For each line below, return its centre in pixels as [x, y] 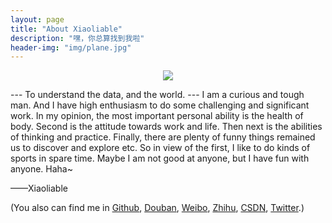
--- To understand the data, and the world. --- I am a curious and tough [157, 95]
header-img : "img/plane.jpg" [71, 47]
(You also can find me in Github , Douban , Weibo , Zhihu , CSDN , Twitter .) [157, 208]
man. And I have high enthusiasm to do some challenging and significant [160, 105]
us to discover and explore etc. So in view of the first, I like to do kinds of [160, 148]
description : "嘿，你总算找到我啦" [77, 38]
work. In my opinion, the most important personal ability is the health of [157, 116]
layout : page [37, 19]
